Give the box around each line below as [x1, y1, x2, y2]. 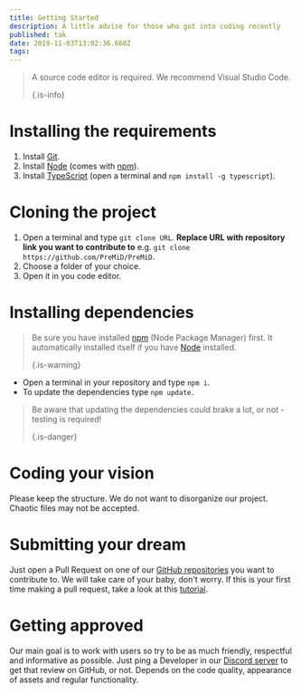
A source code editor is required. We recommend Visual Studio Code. [31, 72, 291, 82]
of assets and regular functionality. [9, 674, 139, 685]
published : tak [9, 30, 67, 39]
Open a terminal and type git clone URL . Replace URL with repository [22, 232, 286, 243]
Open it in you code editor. [22, 271, 122, 281]
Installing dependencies [9, 303, 194, 323]
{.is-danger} [31, 431, 78, 442]
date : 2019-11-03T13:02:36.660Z [9, 38, 131, 48]
